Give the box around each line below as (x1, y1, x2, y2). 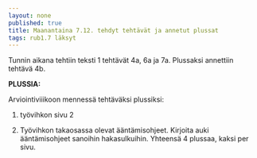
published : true (8, 19, 62, 27)
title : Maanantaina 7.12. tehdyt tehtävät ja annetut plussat (8, 26, 219, 34)
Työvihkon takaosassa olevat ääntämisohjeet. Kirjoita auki (19, 125, 209, 135)
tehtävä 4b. (8, 64, 46, 74)
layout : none (8, 11, 52, 20)
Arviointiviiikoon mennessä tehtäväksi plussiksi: (8, 94, 165, 104)
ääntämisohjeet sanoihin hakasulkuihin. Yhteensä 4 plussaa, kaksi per (19, 134, 249, 144)
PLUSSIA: (8, 79, 41, 89)
